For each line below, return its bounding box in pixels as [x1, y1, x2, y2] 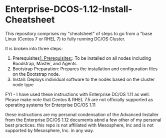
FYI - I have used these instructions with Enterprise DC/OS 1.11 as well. [5, 91, 150, 97]
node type [12, 81, 34, 88]
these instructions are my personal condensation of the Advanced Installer [5, 111, 159, 118]
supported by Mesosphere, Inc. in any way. [5, 127, 94, 133]
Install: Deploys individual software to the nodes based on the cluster [12, 76, 155, 82]
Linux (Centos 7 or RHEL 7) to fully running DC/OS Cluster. [5, 36, 125, 42]
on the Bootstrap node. [12, 71, 60, 77]
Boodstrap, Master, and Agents [12, 60, 76, 66]
